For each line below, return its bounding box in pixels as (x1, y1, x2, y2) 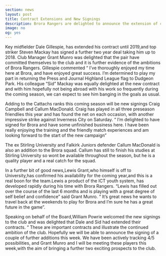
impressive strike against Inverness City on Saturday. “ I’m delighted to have (5, 117, 160, 122)
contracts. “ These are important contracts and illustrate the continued (5, 224, 149, 230)
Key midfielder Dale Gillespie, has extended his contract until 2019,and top (5, 44, 157, 50)
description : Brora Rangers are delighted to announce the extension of (5, 21, 158, 26)
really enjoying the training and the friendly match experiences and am (5, 127, 149, 133)
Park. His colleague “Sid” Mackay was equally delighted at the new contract (5, 81, 160, 87)
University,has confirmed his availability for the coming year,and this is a (5, 173, 153, 178)
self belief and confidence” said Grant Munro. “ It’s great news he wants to (5, 194, 157, 200)
